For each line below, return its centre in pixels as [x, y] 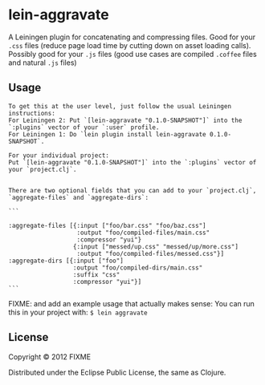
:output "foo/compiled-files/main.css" [143, 233]
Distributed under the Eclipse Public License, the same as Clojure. [117, 372]
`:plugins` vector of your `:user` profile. [84, 127]
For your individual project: [59, 155]
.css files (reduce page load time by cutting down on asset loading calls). [130, 45]
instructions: [32, 113]
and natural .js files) [43, 63]
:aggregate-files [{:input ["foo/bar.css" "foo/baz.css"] [107, 225]
